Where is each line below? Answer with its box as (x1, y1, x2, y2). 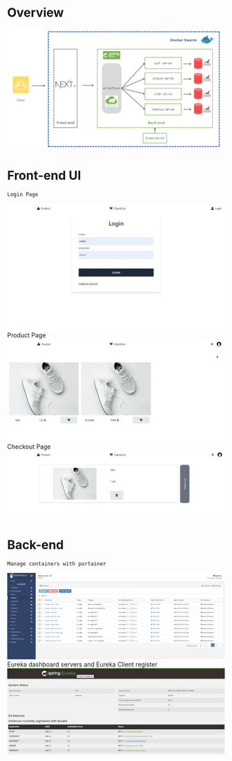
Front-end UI (7, 167, 81, 183)
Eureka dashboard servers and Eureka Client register (7, 660, 157, 668)
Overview (7, 5, 64, 21)
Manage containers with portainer (7, 561, 107, 567)
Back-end (7, 537, 64, 552)
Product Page (7, 330, 46, 339)
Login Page (7, 191, 39, 198)
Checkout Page (7, 442, 51, 451)
